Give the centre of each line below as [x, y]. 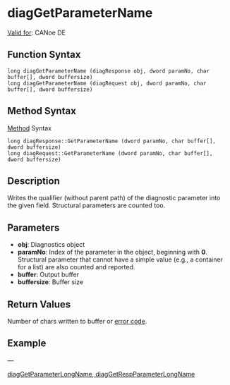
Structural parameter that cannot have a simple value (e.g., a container [120, 259]
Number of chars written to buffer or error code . [77, 321]
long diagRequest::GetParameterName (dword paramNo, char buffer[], [110, 153]
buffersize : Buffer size [50, 282]
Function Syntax [44, 55]
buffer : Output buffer [48, 275]
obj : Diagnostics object [51, 245]
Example [27, 343]
